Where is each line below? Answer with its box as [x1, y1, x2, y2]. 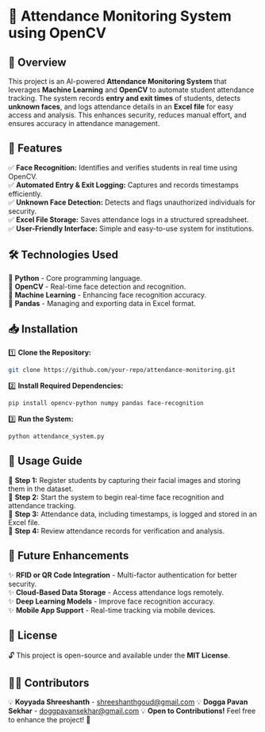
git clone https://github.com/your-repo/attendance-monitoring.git [8, 366, 236, 374]
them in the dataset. [8, 484, 74, 493]
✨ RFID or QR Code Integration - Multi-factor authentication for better [8, 570, 237, 580]
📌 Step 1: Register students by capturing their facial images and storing [8, 475, 240, 485]
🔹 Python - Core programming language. [8, 273, 143, 282]
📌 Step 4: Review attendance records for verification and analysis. [8, 526, 225, 535]
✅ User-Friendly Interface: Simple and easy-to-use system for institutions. [8, 224, 255, 233]
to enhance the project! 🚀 [8, 715, 91, 725]
